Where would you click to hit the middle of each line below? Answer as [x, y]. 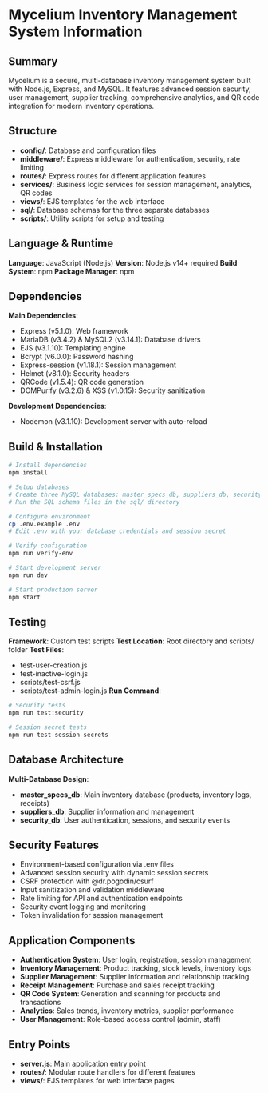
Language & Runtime [61, 244]
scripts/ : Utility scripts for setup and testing [92, 218]
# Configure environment [49, 516]
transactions [40, 1003]
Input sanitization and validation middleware [92, 890]
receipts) [35, 803]
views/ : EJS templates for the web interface [92, 201]
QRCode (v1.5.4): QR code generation [82, 382]
